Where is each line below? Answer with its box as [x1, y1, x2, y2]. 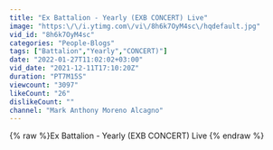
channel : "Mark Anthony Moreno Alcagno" [9, 106, 165, 115]
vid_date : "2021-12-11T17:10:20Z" [9, 64, 140, 73]
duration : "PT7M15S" [9, 72, 88, 81]
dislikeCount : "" [9, 97, 75, 107]
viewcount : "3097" [9, 80, 79, 89]
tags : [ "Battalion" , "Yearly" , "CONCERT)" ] [9, 47, 168, 56]
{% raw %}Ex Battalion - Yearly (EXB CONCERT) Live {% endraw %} [9, 130, 265, 141]
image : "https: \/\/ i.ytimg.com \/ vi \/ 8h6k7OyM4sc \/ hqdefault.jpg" [9, 22, 260, 31]
